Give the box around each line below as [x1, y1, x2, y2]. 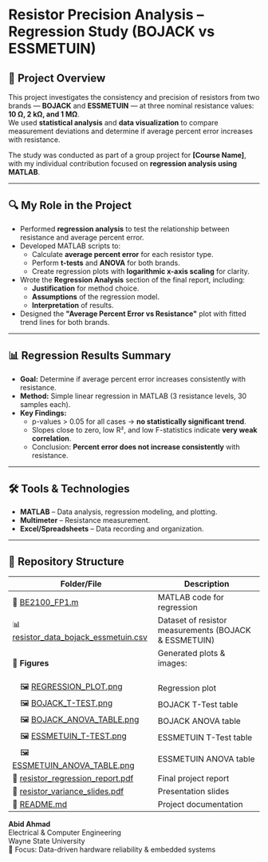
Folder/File [60, 579, 102, 590]
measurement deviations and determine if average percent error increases [8, 126, 254, 136]
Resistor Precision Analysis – [8, 6, 204, 24]
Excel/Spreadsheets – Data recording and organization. [19, 524, 204, 534]
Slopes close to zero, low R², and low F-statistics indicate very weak [31, 425, 258, 434]
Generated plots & [157, 648, 226, 659]
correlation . [31, 433, 72, 443]
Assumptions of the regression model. [31, 291, 160, 301]
